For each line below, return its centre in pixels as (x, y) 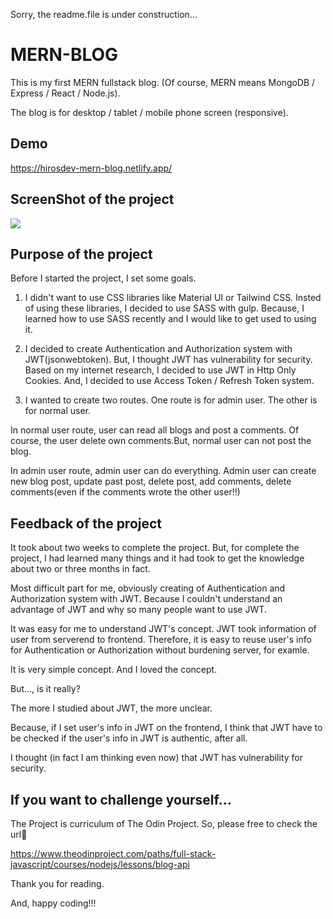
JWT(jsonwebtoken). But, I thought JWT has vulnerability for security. (168, 360)
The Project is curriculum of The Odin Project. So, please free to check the (164, 823)
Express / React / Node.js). (65, 93)
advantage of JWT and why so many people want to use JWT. (138, 610)
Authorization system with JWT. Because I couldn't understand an (146, 599)
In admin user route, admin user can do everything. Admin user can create (163, 471)
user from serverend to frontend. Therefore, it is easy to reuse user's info (161, 640)
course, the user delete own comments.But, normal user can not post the (161, 441)
